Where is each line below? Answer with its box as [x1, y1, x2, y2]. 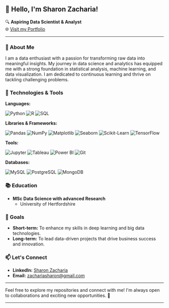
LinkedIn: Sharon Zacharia [12, 267, 68, 273]
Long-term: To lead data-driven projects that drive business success [12, 236, 156, 241]
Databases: [5, 160, 30, 166]
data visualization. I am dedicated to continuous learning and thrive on [5, 71, 151, 77]
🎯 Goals [5, 213, 25, 220]
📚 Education [5, 182, 38, 189]
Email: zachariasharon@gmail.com [12, 273, 85, 279]
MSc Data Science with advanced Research [12, 195, 106, 201]
